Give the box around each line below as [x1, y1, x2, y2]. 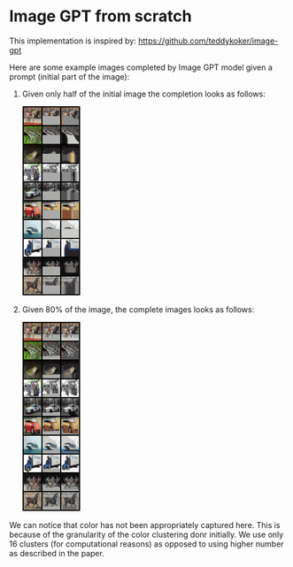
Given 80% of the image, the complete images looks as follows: [21, 303, 255, 315]
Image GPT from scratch [9, 6, 192, 27]
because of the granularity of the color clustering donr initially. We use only [9, 529, 284, 540]
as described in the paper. [9, 548, 104, 558]
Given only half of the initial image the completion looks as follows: [21, 88, 266, 99]
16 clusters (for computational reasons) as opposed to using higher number [9, 538, 285, 549]
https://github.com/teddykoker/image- [138, 35, 279, 46]
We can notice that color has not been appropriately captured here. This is [9, 519, 281, 530]
